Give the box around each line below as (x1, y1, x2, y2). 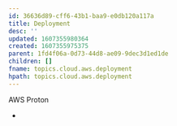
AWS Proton (8, 94, 50, 104)
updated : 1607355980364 (8, 34, 89, 43)
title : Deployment (8, 20, 71, 28)
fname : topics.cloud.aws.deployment (8, 65, 132, 73)
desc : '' (8, 27, 38, 35)
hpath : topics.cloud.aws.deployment (8, 72, 132, 80)
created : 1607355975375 (8, 42, 89, 50)
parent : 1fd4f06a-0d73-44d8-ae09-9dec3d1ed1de (8, 50, 169, 58)
